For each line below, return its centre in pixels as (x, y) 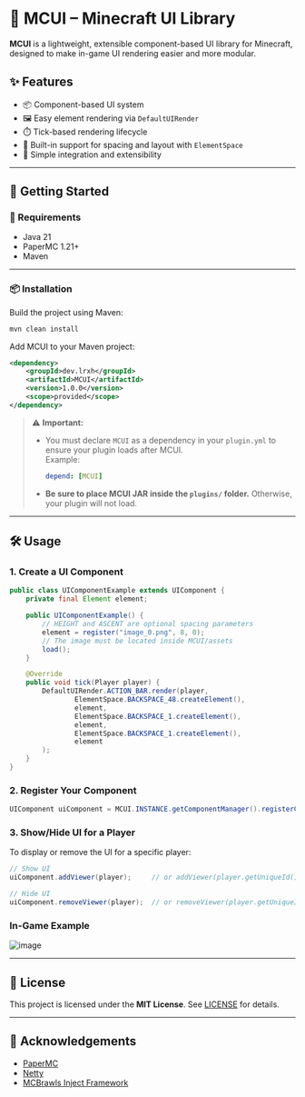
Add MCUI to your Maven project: (72, 346)
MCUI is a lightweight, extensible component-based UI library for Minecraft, (151, 44)
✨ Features (41, 82)
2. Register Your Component (73, 790)
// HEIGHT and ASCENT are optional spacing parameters (148, 624)
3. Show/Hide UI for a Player (73, 833)
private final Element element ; (87, 599)
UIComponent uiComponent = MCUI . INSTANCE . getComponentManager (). (135, 809)
